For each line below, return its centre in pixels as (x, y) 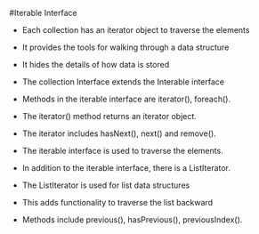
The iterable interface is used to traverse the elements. (123, 151)
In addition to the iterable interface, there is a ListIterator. (126, 168)
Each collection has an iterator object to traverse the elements (136, 30)
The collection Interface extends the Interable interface (123, 82)
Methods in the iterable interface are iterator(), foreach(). (126, 99)
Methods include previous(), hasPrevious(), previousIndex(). (132, 220)
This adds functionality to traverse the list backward (117, 202)
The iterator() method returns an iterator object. (109, 116)
